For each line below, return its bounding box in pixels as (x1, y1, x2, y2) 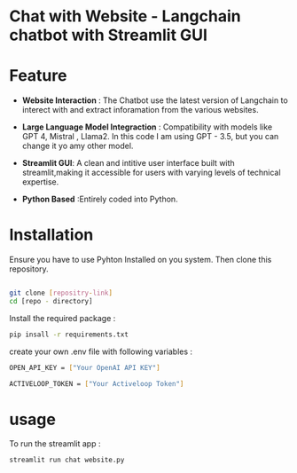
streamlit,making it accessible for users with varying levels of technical (21, 167, 281, 178)
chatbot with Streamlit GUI (9, 25, 208, 45)
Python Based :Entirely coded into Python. (21, 193, 179, 205)
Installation (9, 225, 94, 245)
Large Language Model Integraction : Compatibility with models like (21, 122, 273, 132)
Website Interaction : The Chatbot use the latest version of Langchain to (21, 95, 288, 106)
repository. (9, 264, 49, 274)
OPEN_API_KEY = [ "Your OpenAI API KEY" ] (9, 363, 161, 372)
